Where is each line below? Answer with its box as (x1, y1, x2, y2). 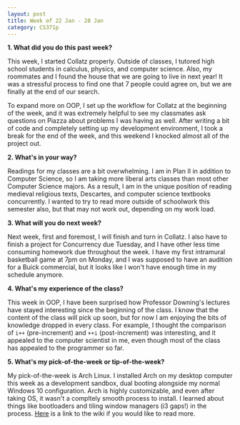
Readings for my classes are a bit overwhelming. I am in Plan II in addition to (7, 167, 231, 176)
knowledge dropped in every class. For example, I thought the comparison (7, 321, 226, 329)
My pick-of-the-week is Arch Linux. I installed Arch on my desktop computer (7, 371, 233, 380)
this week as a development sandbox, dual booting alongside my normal (7, 379, 220, 388)
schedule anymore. (7, 271, 64, 279)
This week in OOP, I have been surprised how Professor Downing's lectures (7, 298, 230, 307)
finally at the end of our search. (7, 87, 100, 96)
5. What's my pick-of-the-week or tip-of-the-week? (7, 358, 165, 366)
